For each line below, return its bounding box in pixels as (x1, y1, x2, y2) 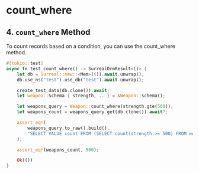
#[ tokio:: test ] (6, 60, 44, 66)
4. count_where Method (6, 27, 91, 37)
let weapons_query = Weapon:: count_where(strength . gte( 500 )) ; (17, 104, 174, 110)
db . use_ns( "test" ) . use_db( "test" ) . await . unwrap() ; (17, 77, 145, 83)
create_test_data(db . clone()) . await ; (17, 87, 110, 93)
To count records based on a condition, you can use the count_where (6, 42, 176, 50)
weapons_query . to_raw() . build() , (27, 125, 110, 131)
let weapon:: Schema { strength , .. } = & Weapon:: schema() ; (17, 93, 166, 99)
